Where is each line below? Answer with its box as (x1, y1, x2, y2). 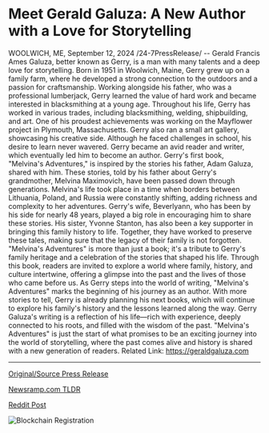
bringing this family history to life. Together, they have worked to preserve (8, 227, 252, 236)
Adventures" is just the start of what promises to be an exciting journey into (8, 329, 258, 339)
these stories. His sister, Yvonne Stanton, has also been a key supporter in (8, 218, 254, 228)
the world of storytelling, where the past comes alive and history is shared (8, 337, 253, 347)
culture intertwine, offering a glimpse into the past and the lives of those (8, 269, 247, 279)
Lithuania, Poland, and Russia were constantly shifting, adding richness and (8, 193, 258, 202)
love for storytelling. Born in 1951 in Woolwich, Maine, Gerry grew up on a (8, 65, 250, 74)
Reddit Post (8, 399, 46, 409)
